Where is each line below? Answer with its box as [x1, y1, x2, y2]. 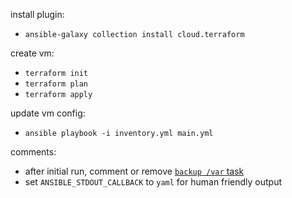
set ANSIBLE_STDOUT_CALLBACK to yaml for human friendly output [24, 176, 283, 188]
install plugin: [10, 9, 65, 20]
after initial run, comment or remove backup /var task [24, 165, 245, 177]
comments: [10, 146, 57, 158]
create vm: [10, 47, 55, 59]
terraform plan [24, 79, 89, 89]
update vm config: [10, 107, 86, 119]
